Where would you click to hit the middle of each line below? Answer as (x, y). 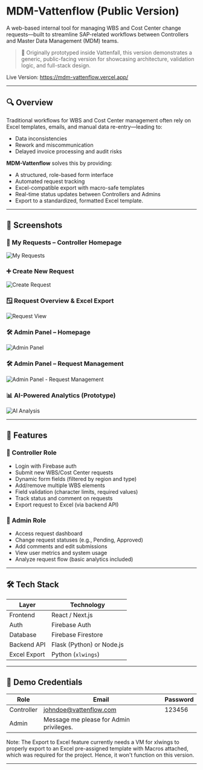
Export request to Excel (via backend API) (67, 505)
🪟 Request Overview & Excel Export (60, 300)
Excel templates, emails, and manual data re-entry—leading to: (84, 127)
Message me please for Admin (86, 719)
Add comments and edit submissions (61, 546)
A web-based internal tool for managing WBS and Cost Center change (94, 28)
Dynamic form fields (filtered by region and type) (76, 479)
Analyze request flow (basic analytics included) (74, 559)
